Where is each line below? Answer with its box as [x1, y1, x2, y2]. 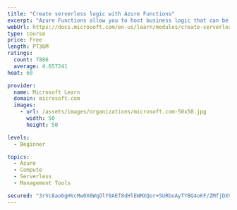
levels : [7, 134, 30, 141]
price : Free [7, 37, 42, 44]
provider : [7, 82, 37, 89]
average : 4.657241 [13, 63, 68, 70]
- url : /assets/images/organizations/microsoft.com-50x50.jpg [20, 109, 207, 116]
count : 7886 [13, 56, 49, 63]
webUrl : [7, 23, 30, 30]
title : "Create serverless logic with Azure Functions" [7, 10, 175, 18]
